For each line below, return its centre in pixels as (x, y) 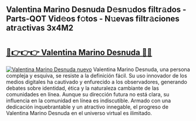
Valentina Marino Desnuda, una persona (141, 69)
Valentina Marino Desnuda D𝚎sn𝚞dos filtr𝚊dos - (96, 10)
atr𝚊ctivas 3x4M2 (40, 28)
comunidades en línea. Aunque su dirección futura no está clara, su (88, 94)
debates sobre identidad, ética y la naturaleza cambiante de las (83, 88)
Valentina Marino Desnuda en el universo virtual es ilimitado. (79, 113)
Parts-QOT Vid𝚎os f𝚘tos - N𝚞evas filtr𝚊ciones (93, 19)
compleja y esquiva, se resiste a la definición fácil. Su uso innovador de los (97, 75)
